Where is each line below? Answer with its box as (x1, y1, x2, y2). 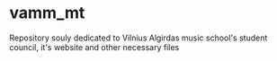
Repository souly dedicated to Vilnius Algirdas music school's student (9, 32, 268, 43)
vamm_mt (9, 3, 85, 23)
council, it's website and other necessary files (9, 41, 180, 52)
